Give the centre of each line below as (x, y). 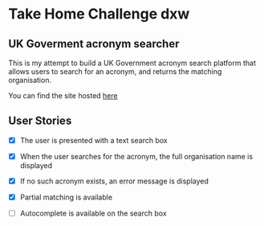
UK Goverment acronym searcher (94, 44)
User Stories (40, 121)
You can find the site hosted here (63, 96)
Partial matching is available (66, 197)
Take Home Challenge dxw (99, 14)
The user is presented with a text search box (93, 140)
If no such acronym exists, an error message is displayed (114, 181)
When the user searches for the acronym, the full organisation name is (136, 156)
